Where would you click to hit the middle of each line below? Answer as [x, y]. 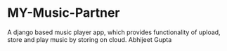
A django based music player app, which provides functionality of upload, [114, 32]
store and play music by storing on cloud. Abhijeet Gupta [90, 39]
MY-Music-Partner [64, 13]
